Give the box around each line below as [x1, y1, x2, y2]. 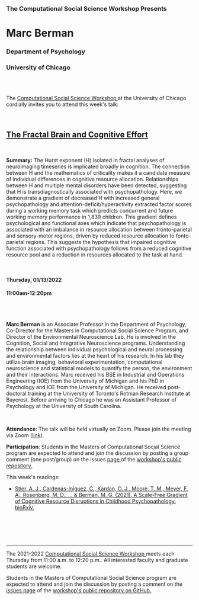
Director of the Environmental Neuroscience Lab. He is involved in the [6, 333, 176, 340]
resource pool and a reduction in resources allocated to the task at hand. [6, 251, 184, 258]
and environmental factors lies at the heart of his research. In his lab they [6, 352, 185, 359]
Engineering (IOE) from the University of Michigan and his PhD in [6, 377, 165, 384]
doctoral [6, 390, 27, 397]
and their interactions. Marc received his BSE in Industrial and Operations [6, 371, 185, 378]
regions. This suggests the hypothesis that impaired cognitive [25, 239, 176, 246]
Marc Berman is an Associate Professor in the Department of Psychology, [6, 320, 187, 328]
